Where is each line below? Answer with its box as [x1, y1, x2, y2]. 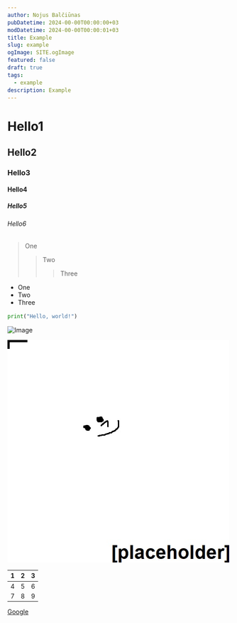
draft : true [7, 64, 43, 71]
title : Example [7, 34, 53, 41]
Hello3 [7, 167, 31, 177]
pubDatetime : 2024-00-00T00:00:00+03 [7, 19, 119, 26]
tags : [7, 71, 23, 78]
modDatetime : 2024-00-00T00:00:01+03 [7, 26, 119, 33]
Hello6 [7, 219, 27, 228]
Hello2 [7, 146, 37, 158]
